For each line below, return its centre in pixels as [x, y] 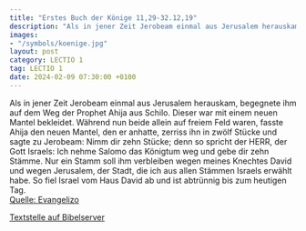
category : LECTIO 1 [46, 60]
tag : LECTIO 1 [36, 69]
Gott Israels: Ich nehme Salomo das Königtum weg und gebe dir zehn [139, 151]
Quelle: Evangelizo [44, 199]
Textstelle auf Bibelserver [57, 217]
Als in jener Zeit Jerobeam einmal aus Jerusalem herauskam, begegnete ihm [153, 103]
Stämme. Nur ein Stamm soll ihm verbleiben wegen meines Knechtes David [151, 161]
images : [24, 35]
